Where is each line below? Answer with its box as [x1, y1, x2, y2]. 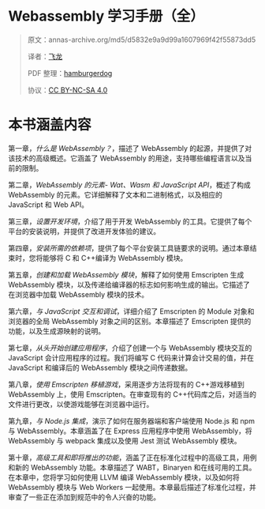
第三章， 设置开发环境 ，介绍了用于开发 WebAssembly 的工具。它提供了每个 [8, 217, 252, 226]
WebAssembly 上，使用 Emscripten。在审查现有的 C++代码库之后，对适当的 [8, 389, 256, 399]
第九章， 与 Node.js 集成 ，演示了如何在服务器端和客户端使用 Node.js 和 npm [8, 416, 255, 425]
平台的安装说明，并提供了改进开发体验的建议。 [8, 226, 160, 236]
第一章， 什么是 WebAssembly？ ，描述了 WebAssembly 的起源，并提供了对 [8, 143, 252, 153]
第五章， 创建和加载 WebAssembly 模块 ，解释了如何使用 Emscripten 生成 [8, 270, 244, 279]
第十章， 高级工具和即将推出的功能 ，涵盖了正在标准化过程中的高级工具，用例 [8, 452, 257, 462]
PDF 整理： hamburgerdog [27, 68, 113, 77]
